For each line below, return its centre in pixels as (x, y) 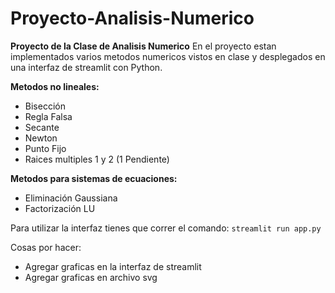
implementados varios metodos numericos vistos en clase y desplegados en (168, 56)
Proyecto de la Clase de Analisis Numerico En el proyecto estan (143, 46)
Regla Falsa (48, 116)
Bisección (45, 106)
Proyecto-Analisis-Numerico (132, 18)
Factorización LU (60, 208)
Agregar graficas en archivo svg (91, 277)
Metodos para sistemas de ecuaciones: (94, 178)
